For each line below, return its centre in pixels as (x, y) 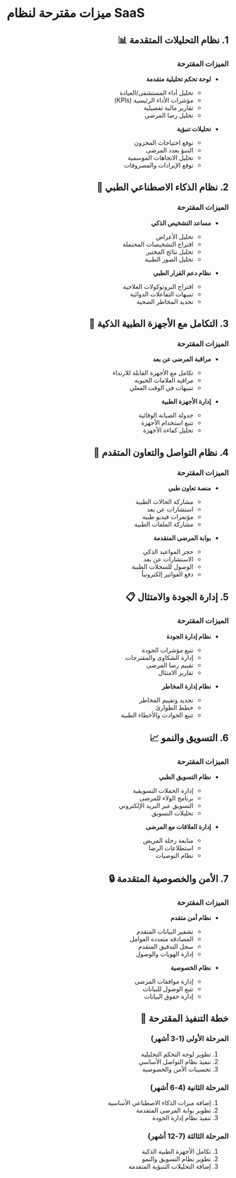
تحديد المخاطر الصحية (165, 301)
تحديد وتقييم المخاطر (166, 700)
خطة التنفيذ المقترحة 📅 (184, 1019)
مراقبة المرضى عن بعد (182, 359)
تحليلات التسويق (173, 813)
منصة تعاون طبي (190, 488)
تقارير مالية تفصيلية (168, 107)
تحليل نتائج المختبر (170, 252)
